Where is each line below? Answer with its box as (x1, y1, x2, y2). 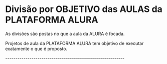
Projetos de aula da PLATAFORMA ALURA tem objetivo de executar (5, 40, 144, 46)
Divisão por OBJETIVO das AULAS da (5, 3, 163, 15)
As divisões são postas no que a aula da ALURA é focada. (5, 30, 125, 36)
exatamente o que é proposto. (5, 45, 68, 51)
